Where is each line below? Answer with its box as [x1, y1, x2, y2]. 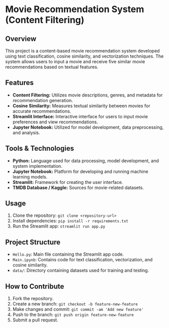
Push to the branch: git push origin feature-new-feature [12, 312, 134, 318]
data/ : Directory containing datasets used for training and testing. [12, 267, 149, 273]
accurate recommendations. [12, 108, 72, 114]
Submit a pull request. [12, 317, 59, 323]
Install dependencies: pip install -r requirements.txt [12, 218, 129, 224]
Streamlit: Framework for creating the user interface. [12, 179, 124, 185]
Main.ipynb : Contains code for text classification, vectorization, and [12, 257, 153, 263]
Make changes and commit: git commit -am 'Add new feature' [12, 306, 144, 312]
